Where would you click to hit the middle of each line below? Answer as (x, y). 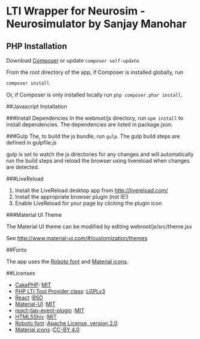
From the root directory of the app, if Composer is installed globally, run (95, 72)
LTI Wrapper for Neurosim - (76, 11)
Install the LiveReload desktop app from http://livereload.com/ (91, 190)
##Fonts (17, 250)
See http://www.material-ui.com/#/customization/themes (77, 238)
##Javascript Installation (37, 106)
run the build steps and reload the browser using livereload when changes (98, 160)
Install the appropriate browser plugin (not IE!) (72, 196)
